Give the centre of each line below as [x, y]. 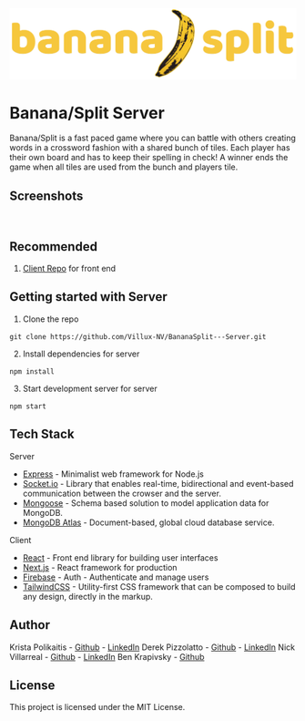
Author [30, 625]
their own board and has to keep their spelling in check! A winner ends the [149, 158]
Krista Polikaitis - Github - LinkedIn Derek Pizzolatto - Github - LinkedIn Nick [152, 647]
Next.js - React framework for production [100, 567]
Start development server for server [90, 388]
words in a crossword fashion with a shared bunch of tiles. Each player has [150, 148]
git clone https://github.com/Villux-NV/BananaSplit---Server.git [138, 336]
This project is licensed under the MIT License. [97, 707]
